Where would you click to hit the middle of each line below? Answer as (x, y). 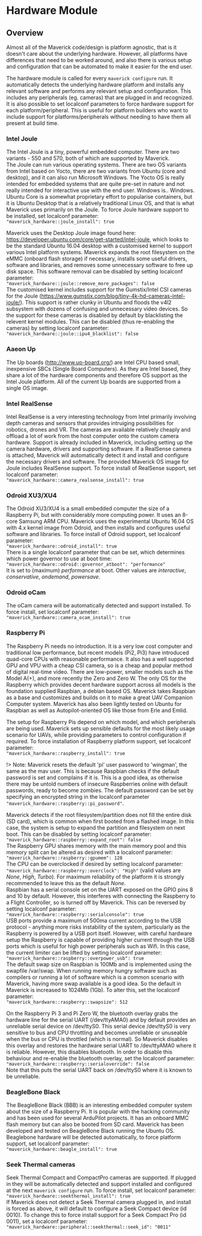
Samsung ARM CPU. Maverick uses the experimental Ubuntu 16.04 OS (106, 521)
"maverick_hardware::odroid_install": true (62, 546)
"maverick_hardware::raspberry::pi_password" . (65, 803)
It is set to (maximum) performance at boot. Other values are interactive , (96, 571)
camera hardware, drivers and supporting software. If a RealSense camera (99, 449)
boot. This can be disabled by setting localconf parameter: (79, 834)
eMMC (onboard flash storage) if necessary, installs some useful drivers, (97, 259)
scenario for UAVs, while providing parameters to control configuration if (96, 735)
